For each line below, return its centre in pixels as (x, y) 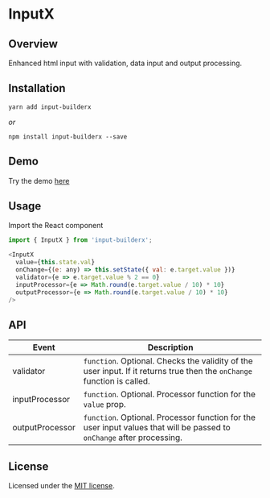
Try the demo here (39, 181)
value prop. (104, 405)
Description (170, 347)
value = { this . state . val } (55, 263)
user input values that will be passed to (157, 428)
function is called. (117, 381)
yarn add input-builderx (50, 107)
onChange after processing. (133, 438)
